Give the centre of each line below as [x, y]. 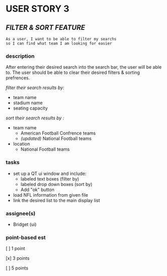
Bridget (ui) [25, 224]
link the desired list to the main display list [57, 200]
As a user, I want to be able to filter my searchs [61, 39]
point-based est [26, 237]
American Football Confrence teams [58, 133]
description [20, 56]
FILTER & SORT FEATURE [45, 28]
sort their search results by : [35, 118]
